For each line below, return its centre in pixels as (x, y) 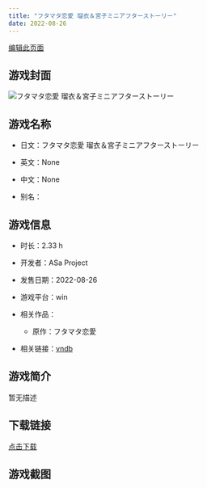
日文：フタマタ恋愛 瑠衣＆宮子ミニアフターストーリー (110, 145)
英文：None (40, 162)
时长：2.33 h (41, 245)
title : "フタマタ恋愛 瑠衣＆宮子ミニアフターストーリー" (93, 16)
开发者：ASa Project (54, 263)
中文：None (40, 179)
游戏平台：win (44, 297)
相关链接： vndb (46, 348)
